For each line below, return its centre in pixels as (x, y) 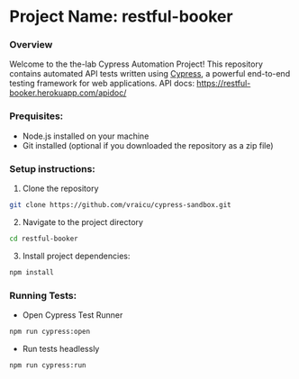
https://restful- (224, 84)
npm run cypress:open (50, 331)
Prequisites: (36, 116)
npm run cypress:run (48, 365)
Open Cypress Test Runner (72, 315)
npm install (32, 272)
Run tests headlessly (61, 348)
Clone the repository (60, 189)
